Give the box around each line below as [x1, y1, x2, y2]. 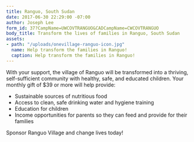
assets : [6, 36, 25, 42]
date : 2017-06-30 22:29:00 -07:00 [6, 14, 91, 20]
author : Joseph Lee [6, 19, 54, 25]
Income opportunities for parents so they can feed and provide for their [14, 111, 188, 118]
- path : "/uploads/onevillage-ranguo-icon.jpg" [6, 42, 125, 48]
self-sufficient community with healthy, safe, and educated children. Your [6, 75, 184, 82]
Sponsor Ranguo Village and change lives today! [6, 129, 123, 136]
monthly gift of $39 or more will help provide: [6, 81, 116, 88]
